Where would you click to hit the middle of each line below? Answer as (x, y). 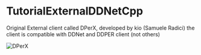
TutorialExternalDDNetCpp (75, 11)
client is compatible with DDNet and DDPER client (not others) (83, 34)
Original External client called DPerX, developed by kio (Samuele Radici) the (101, 28)
